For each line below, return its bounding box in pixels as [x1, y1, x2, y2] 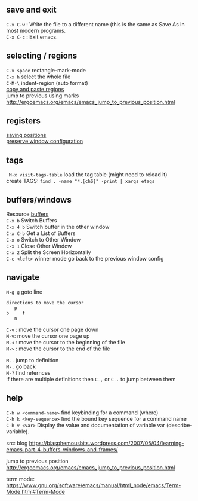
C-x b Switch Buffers [6, 217, 57, 224]
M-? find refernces [6, 369, 51, 376]
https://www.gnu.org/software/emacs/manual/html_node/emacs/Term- [6, 481, 181, 489]
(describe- [166, 421, 193, 429]
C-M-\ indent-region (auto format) [6, 79, 88, 86]
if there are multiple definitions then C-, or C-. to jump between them [6, 375, 176, 383]
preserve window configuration [6, 138, 83, 145]
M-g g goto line [6, 288, 43, 295]
